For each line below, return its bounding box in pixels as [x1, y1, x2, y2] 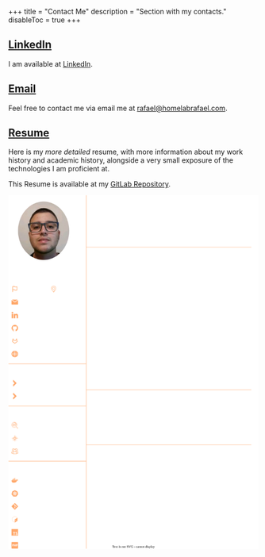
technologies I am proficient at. [8, 164, 109, 174]
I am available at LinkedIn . [8, 59, 93, 68]
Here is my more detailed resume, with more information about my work [8, 147, 244, 157]
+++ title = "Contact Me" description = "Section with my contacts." [8, 7, 227, 16]
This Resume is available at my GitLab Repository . [8, 179, 171, 189]
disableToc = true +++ [8, 15, 81, 25]
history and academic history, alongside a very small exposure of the [8, 156, 234, 165]
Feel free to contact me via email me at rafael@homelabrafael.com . [8, 103, 228, 113]
